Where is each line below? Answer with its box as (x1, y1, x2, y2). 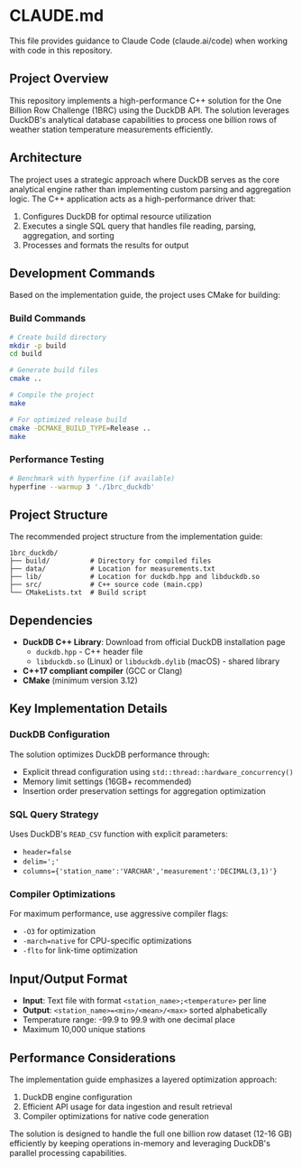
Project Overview (9, 71, 109, 87)
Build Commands (9, 313, 87, 325)
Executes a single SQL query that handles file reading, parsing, (22, 220, 257, 231)
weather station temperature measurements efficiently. (9, 124, 214, 135)
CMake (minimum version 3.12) (22, 675, 138, 686)
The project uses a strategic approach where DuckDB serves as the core (9, 173, 279, 185)
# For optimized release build (9, 415, 127, 425)
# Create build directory (9, 332, 106, 341)
